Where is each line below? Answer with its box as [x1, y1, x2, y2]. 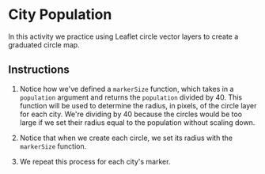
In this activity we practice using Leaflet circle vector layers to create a [8, 32, 239, 41]
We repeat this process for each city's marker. [19, 157, 171, 166]
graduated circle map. [8, 40, 81, 49]
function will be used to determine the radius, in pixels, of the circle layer [19, 100, 257, 110]
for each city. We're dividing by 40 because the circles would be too [19, 109, 243, 119]
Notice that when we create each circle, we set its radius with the [19, 133, 233, 142]
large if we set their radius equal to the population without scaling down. [19, 117, 256, 127]
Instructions [8, 63, 70, 77]
